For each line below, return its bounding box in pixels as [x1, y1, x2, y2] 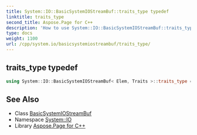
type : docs [6, 30, 33, 36]
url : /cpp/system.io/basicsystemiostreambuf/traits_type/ [6, 41, 151, 47]
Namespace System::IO [14, 116, 72, 123]
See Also [6, 94, 39, 104]
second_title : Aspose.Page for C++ [6, 19, 93, 25]
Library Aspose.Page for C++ [14, 122, 86, 129]
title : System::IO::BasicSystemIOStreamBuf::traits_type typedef [6, 8, 169, 15]
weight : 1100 [6, 36, 38, 41]
